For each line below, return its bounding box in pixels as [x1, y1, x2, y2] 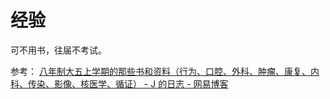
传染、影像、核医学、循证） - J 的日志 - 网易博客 [27, 77, 229, 90]
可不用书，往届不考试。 [10, 44, 107, 56]
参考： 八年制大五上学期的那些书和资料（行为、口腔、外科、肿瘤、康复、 [10, 65, 311, 77]
